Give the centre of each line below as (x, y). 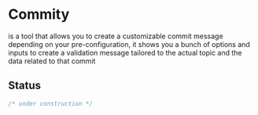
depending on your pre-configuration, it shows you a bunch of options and (129, 44)
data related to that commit (52, 61)
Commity (39, 14)
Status (25, 86)
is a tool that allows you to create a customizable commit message (116, 36)
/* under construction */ (50, 103)
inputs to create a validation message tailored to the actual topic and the (125, 52)
